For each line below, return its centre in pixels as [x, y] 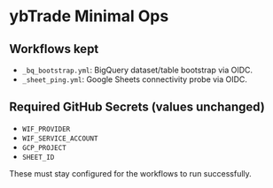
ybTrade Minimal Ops [89, 16]
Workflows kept [54, 49]
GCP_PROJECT [44, 147]
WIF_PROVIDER [46, 129]
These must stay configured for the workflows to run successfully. [131, 173]
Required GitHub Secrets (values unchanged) [137, 107]
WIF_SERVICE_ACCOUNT [60, 139]
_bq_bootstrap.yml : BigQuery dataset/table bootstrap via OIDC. [137, 70]
